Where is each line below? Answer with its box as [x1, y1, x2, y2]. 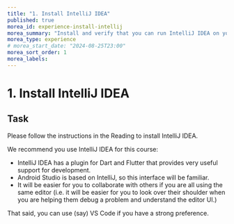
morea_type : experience [7, 36, 77, 43]
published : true [7, 17, 54, 24]
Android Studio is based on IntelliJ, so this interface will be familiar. [17, 173, 210, 182]
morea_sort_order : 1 [7, 49, 68, 56]
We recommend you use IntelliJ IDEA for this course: [7, 145, 159, 153]
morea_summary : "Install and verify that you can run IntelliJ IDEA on [7, 29, 219, 37]
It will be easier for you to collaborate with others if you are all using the [17, 180, 223, 189]
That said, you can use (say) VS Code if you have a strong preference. [7, 209, 209, 217]
